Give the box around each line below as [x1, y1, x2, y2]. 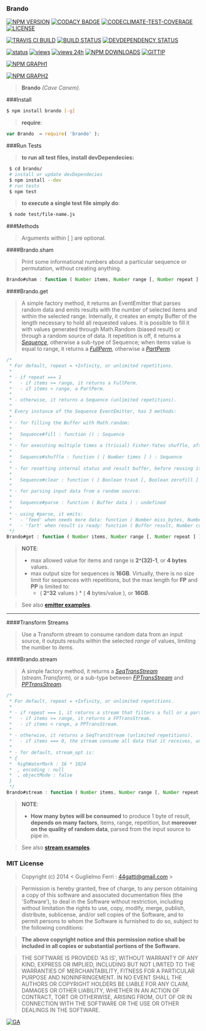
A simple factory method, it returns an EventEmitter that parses [21, 299, 181, 307]
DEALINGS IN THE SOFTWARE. [21, 1006, 101, 1014]
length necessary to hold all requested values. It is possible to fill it [21, 319, 190, 326]
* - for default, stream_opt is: [9, 749, 95, 756]
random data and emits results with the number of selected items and [21, 306, 197, 313]
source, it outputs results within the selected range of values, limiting [21, 637, 196, 645]
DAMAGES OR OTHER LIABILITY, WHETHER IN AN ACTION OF [21, 987, 180, 994]
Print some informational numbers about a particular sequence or [21, 258, 187, 266]
